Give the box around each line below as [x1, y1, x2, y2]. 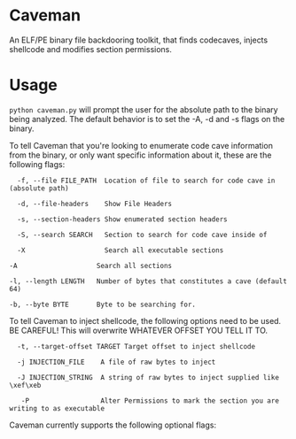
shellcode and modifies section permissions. [9, 43, 173, 54]
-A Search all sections [9, 261, 173, 270]
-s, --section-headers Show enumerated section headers [17, 214, 228, 224]
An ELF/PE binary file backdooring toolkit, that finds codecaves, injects [9, 35, 269, 45]
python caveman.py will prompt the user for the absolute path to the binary [9, 104, 278, 115]
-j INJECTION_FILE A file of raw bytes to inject [17, 358, 216, 366]
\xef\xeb [9, 381, 42, 389]
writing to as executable [9, 404, 105, 412]
